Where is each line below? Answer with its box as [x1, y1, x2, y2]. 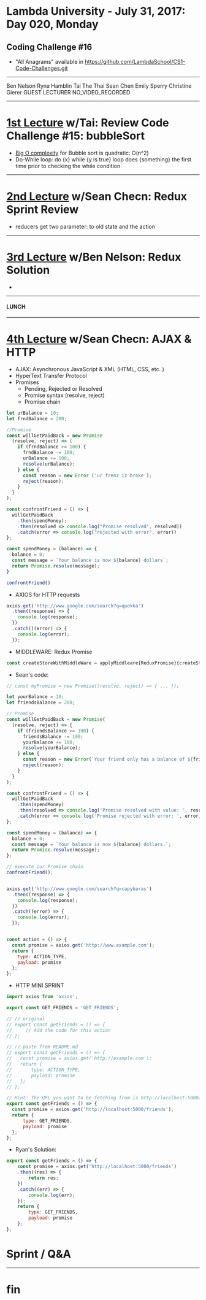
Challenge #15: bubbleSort [6, 129, 145, 143]
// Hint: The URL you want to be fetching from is [6, 1095, 139, 1101]
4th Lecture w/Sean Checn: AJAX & [6, 333, 192, 346]
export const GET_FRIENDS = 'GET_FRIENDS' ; [6, 1005, 120, 1011]
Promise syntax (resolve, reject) [24, 391, 105, 399]
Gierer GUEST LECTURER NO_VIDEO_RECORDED [6, 89, 131, 96]
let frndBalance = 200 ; [6, 415, 67, 421]
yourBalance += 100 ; [22, 739, 75, 745]
